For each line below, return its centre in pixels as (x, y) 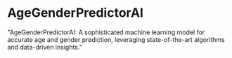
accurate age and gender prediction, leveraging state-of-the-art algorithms (116, 39)
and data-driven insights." (45, 47)
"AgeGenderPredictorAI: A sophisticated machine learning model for (106, 32)
